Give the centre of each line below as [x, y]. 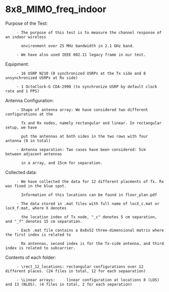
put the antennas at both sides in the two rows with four [85, 136]
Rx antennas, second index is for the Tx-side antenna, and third [93, 243]
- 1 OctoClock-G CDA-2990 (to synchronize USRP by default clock [87, 87]
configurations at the [29, 114]
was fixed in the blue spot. [36, 186]
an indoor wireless [26, 37]
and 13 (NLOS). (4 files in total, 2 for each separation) [69, 284]
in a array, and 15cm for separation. [62, 163]
